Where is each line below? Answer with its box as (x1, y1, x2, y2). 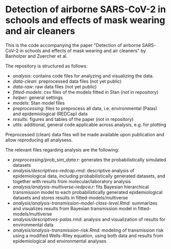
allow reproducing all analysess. (5, 137, 73, 143)
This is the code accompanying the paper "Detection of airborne (5, 42, 141, 48)
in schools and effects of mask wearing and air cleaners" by (19, 47, 146, 54)
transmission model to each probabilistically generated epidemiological (12, 189, 163, 195)
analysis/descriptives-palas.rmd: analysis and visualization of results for (12, 216, 166, 222)
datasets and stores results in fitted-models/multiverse (12, 194, 128, 201)
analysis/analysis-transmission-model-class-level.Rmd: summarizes (12, 200, 158, 206)
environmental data (12, 221, 54, 228)
